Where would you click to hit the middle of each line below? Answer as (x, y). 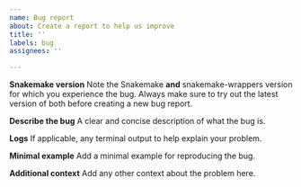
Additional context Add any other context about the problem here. (133, 174)
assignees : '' (36, 51)
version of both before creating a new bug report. (101, 103)
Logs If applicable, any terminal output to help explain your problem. (136, 138)
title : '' (28, 34)
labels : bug (31, 43)
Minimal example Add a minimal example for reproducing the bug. (133, 156)
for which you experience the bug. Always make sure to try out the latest (144, 94)
